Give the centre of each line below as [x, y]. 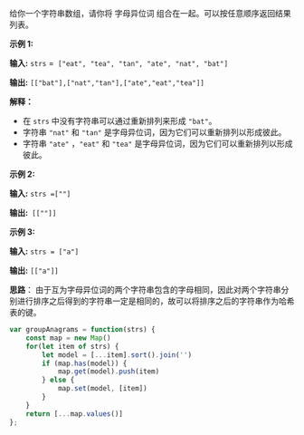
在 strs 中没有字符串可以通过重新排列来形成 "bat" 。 [119, 121]
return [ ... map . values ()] [75, 414]
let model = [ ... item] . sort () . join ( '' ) [117, 355]
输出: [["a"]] [34, 271]
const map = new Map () [68, 338]
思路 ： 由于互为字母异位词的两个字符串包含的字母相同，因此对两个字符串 [145, 290]
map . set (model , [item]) [102, 389]
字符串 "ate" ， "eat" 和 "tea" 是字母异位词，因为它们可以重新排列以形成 [157, 144]
